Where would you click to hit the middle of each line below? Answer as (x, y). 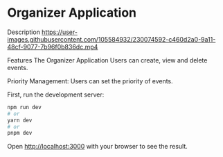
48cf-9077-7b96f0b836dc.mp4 (53, 47)
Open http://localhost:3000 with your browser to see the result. (98, 147)
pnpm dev (20, 133)
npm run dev (24, 107)
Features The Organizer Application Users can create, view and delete (107, 60)
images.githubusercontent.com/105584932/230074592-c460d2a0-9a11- (111, 39)
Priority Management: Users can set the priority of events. (90, 81)
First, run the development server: (56, 94)
